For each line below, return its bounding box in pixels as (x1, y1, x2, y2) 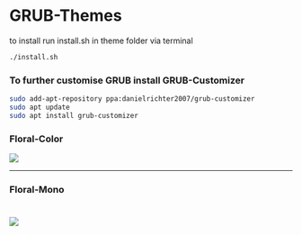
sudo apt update (9, 103, 70, 112)
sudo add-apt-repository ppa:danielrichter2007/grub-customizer (9, 95, 255, 104)
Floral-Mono (9, 183, 65, 195)
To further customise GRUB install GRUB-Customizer (9, 74, 245, 86)
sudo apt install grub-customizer (9, 111, 139, 120)
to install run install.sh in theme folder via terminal (9, 35, 193, 46)
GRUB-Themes (9, 5, 123, 26)
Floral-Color (9, 132, 64, 145)
